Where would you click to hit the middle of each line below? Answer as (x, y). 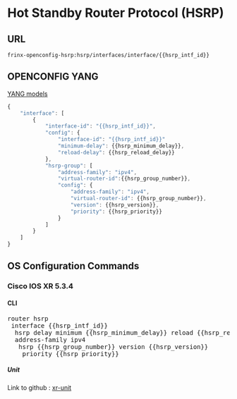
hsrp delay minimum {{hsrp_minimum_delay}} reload (104, 332)
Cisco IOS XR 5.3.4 (41, 286)
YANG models (28, 94)
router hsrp (28, 318)
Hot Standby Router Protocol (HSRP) (116, 13)
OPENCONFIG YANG (53, 76)
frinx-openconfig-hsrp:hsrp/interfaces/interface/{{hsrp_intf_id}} (109, 55)
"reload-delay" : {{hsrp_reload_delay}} (116, 152)
